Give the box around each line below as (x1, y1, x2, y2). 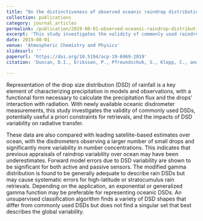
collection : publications (6, 14, 71, 20)
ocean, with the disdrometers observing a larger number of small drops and (6, 137, 195, 145)
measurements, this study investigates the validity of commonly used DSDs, (6, 107, 196, 114)
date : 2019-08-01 (6, 37, 50, 43)
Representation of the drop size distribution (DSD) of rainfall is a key (6, 81, 176, 88)
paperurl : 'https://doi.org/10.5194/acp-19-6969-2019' (6, 54, 147, 60)
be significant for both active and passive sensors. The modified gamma (6, 163, 187, 170)
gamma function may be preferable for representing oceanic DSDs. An (6, 188, 182, 196)
